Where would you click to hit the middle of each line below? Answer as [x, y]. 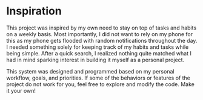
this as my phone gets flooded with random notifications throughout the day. [102, 40]
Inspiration [34, 11]
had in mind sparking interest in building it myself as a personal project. [95, 60]
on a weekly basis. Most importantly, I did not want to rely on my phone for [99, 34]
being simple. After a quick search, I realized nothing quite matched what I [99, 53]
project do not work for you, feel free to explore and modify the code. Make [101, 84]
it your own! [21, 90]
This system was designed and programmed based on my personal [90, 71]
